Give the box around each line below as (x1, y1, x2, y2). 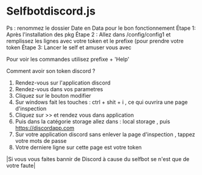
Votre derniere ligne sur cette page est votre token (15, 143, 142, 151)
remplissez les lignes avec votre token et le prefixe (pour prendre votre (6, 37, 184, 44)
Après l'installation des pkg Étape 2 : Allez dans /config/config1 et (6, 30, 171, 38)
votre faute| (6, 162, 36, 169)
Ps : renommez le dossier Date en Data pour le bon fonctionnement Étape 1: (6, 24, 196, 32)
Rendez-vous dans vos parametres (15, 85, 103, 92)
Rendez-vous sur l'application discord (15, 79, 111, 86)
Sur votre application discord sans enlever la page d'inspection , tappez (15, 131, 196, 138)
